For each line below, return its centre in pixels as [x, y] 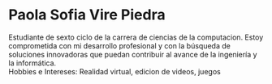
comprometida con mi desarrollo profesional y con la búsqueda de [120, 45]
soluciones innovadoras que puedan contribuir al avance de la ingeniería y [133, 54]
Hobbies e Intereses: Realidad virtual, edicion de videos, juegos [114, 71]
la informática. [32, 63]
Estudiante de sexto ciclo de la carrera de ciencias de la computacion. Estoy [136, 37]
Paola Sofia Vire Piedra [87, 15]
